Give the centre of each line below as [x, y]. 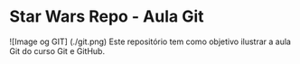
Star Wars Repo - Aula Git [107, 17]
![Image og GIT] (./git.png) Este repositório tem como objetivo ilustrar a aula [150, 41]
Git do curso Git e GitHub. [57, 50]
